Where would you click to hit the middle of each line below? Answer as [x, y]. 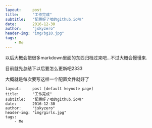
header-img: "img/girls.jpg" [36, 112]
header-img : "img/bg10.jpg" [35, 33]
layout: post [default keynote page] [49, 89]
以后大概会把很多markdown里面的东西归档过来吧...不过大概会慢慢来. [76, 57]
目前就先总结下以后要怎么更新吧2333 [44, 68]
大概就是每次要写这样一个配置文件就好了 [47, 79]
